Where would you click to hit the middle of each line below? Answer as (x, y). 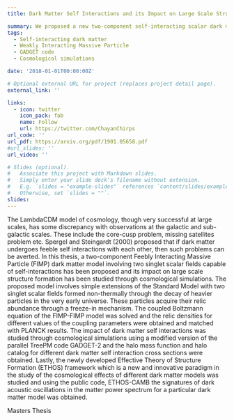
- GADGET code (34, 52)
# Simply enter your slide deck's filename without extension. (104, 180)
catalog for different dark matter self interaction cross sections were (105, 352)
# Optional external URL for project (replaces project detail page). (112, 84)
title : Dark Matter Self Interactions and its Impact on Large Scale (110, 14)
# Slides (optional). (39, 167)
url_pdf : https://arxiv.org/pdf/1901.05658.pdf (78, 141)
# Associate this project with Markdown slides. (82, 174)
